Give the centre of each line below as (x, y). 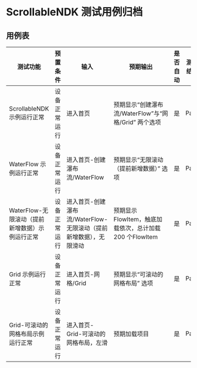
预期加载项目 (131, 334)
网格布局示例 (27, 334)
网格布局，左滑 (87, 343)
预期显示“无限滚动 (138, 160)
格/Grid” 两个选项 (137, 122)
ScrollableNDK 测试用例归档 (74, 12)
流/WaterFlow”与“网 (141, 113)
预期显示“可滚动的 (138, 274)
